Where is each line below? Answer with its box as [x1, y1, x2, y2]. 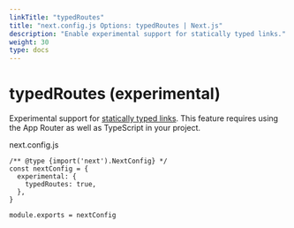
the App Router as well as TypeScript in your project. [9, 123, 201, 133]
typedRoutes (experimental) [9, 84, 221, 104]
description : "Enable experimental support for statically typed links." [9, 29, 287, 38]
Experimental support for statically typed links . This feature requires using [9, 113, 279, 124]
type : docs [9, 46, 49, 55]
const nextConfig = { [9, 164, 89, 173]
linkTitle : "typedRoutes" [9, 12, 104, 22]
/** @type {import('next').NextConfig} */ [9, 156, 168, 166]
